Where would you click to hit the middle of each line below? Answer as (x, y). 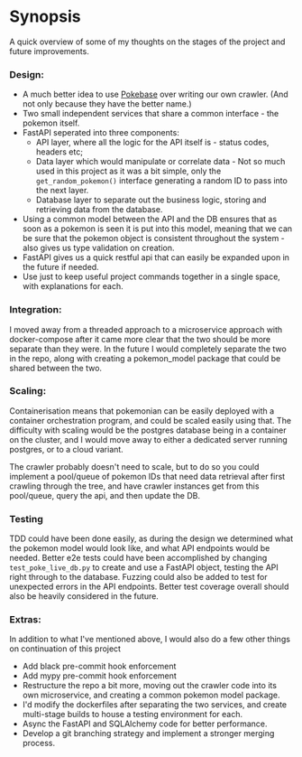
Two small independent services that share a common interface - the (151, 114)
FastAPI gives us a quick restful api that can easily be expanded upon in (156, 257)
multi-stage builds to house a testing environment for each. (133, 715)
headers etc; (59, 152)
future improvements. (50, 51)
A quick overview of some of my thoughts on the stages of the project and (147, 42)
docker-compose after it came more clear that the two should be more (140, 339)
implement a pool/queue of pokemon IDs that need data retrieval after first (147, 476)
